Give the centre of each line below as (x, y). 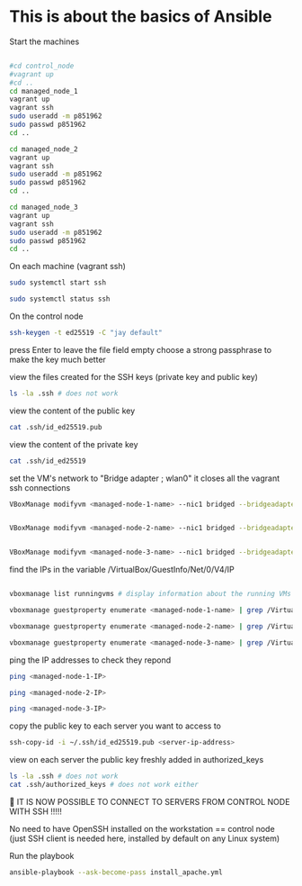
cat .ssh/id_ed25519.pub (56, 427)
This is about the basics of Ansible (141, 17)
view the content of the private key (74, 444)
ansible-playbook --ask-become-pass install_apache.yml (116, 872)
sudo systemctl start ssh (58, 283)
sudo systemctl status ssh (60, 299)
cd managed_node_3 (44, 208)
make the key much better (58, 359)
